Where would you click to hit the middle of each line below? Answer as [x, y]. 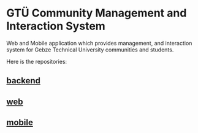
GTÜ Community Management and [97, 13]
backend [24, 81]
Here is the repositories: [37, 61]
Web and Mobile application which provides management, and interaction [99, 43]
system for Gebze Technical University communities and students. [90, 50]
